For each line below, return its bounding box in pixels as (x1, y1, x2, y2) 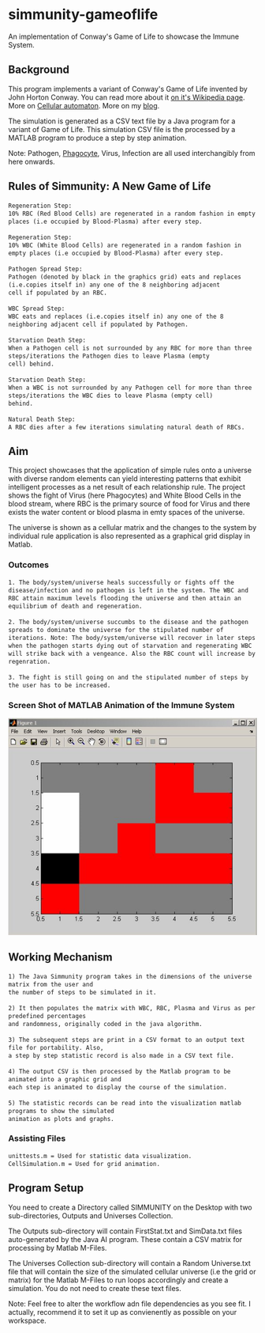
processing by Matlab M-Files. (8, 1243, 107, 1252)
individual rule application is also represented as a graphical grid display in (8, 532, 251, 541)
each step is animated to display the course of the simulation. (8, 1083, 227, 1091)
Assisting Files (8, 1133, 66, 1144)
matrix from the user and (8, 980, 93, 988)
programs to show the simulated (8, 1107, 114, 1115)
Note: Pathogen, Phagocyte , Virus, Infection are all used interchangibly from (8, 148, 256, 157)
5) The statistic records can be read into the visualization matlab (8, 1099, 242, 1107)
